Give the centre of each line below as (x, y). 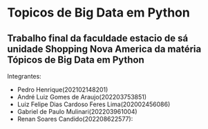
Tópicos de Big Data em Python (76, 60)
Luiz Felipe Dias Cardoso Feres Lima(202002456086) (94, 104)
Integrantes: (24, 76)
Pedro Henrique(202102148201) (63, 90)
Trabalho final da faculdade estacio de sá (98, 38)
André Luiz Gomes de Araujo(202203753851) (82, 97)
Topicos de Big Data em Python (98, 13)
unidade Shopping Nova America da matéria (104, 49)
